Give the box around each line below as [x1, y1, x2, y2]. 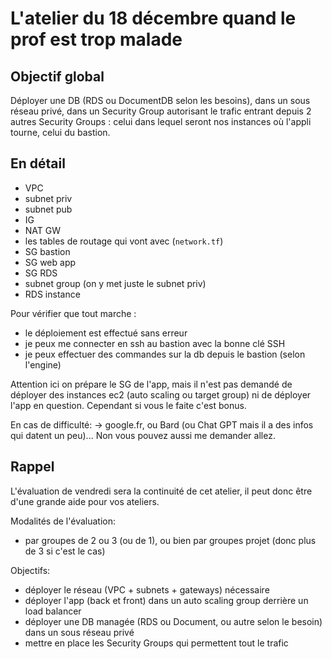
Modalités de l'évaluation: [10, 515, 116, 527]
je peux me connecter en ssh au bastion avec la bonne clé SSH [24, 337, 286, 349]
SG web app [24, 256, 77, 268]
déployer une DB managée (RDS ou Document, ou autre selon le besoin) [24, 615, 323, 627]
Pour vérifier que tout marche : [10, 307, 137, 319]
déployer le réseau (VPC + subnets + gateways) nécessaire [24, 583, 270, 596]
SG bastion [24, 245, 71, 257]
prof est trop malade [10, 28, 183, 51]
